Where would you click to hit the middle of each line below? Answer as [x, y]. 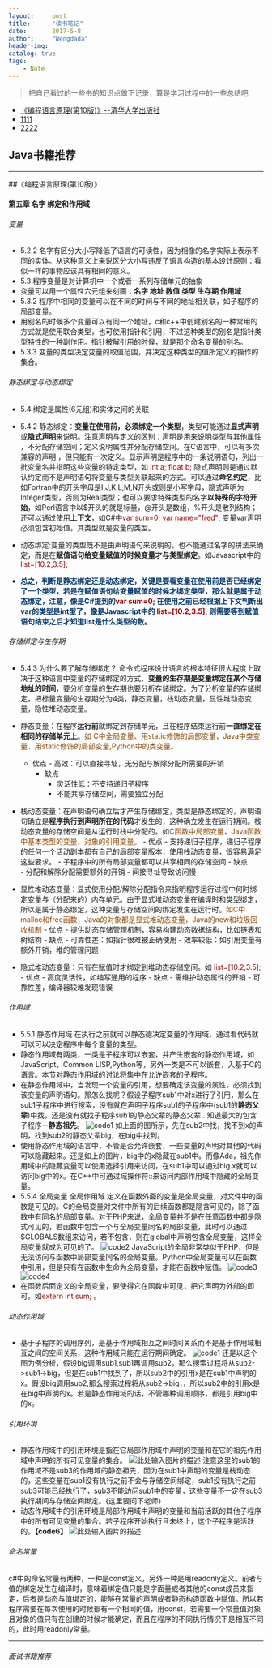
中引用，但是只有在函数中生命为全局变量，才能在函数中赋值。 [123, 1267]
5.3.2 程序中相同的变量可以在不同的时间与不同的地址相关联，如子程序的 [139, 302]
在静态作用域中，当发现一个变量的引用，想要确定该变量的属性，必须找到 [140, 1084]
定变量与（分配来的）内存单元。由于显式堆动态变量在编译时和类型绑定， [140, 899]
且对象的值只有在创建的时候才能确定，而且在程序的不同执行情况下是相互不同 [136, 1619]
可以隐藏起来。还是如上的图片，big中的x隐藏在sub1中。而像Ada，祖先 [137, 1156]
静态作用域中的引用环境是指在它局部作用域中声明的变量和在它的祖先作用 [140, 1450]
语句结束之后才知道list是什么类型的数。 [86, 621]
